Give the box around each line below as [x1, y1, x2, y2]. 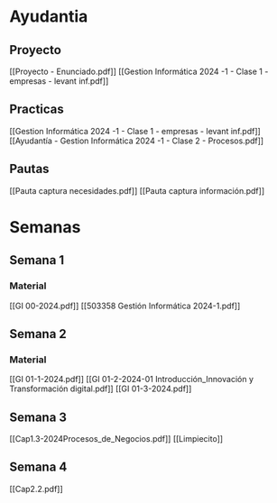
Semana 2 [9, 326, 68, 342]
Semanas [9, 216, 81, 237]
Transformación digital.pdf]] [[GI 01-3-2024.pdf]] [9, 383, 192, 394]
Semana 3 [9, 409, 68, 425]
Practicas [9, 102, 65, 117]
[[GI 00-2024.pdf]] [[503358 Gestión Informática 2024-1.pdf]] [9, 300, 241, 311]
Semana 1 [9, 252, 65, 268]
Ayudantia [9, 6, 88, 27]
